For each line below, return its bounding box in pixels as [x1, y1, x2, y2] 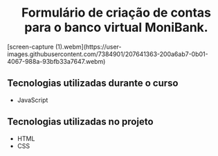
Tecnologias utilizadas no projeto [7, 116, 154, 128]
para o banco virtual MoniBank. [24, 19, 209, 35]
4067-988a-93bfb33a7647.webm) [7, 57, 106, 65]
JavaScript [17, 96, 48, 104]
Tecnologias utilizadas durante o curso [7, 78, 179, 89]
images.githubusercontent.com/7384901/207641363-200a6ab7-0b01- [7, 50, 209, 58]
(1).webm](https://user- [55, 42, 122, 51]
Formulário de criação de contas [21, 5, 212, 21]
